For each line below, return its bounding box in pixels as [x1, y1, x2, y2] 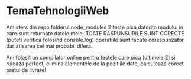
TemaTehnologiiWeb [6, 4, 109, 18]
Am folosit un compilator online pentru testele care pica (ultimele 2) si [6, 54, 176, 61]
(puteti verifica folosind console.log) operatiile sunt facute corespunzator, [6, 36, 185, 43]
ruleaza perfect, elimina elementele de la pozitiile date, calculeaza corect [6, 60, 184, 67]
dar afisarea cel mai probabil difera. [6, 42, 93, 50]
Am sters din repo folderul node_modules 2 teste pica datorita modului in [6, 24, 184, 31]
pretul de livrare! [6, 66, 46, 73]
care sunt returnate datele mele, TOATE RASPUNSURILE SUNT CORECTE [6, 29, 184, 37]
